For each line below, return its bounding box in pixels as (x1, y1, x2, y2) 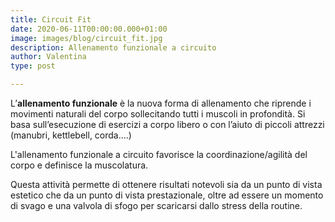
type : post (10, 61, 56, 71)
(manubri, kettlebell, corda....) (10, 129, 132, 141)
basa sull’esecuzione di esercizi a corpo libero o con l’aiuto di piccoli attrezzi (10, 119, 325, 130)
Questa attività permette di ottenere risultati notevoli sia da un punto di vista (10, 179, 323, 190)
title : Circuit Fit (10, 14, 92, 25)
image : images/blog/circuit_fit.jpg (10, 33, 163, 43)
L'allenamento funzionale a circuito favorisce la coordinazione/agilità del (10, 149, 308, 160)
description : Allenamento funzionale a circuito (10, 42, 217, 53)
